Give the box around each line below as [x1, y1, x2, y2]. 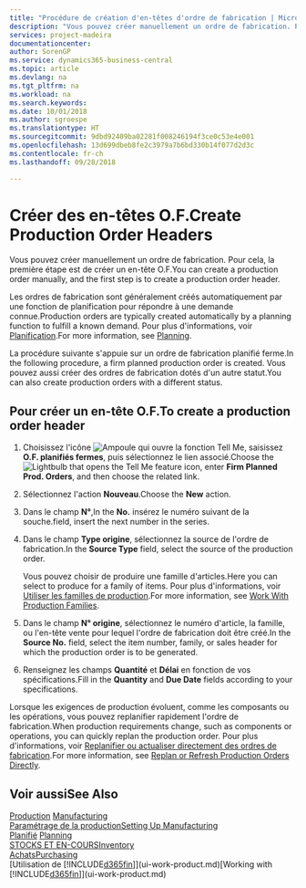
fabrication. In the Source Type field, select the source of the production [22, 544, 293, 555]
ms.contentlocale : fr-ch [9, 149, 104, 158]
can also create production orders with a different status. [9, 377, 223, 388]
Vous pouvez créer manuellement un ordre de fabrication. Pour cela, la [9, 255, 275, 266]
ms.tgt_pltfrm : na [9, 81, 79, 90]
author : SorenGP [9, 47, 71, 57]
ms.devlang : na [9, 73, 67, 82]
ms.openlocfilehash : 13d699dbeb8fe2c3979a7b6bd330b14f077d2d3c [9, 141, 255, 150]
